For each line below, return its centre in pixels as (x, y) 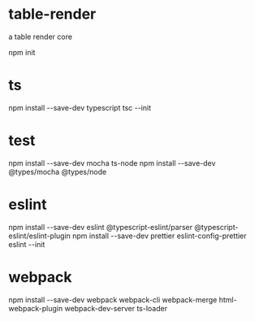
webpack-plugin (36, 308)
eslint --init (27, 244)
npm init (22, 52)
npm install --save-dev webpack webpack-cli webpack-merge (113, 299)
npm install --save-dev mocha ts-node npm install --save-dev (112, 163)
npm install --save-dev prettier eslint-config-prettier (160, 236)
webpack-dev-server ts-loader (116, 308)
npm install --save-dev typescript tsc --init (80, 107)
